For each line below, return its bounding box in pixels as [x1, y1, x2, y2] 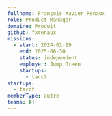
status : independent [19, 55, 78, 61]
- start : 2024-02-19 [13, 42, 72, 48]
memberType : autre [7, 93, 59, 100]
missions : [7, 35, 36, 42]
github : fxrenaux [7, 29, 57, 36]
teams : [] [7, 99, 36, 106]
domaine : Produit [7, 23, 57, 29]
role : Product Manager [7, 16, 72, 23]
